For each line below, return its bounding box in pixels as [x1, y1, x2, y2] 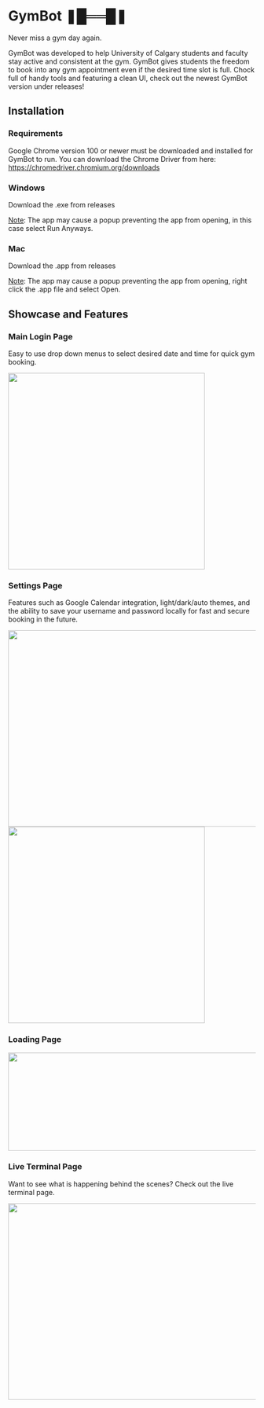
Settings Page [8, 580, 63, 591]
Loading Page [8, 1034, 62, 1045]
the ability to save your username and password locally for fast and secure [8, 607, 250, 616]
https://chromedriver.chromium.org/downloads [8, 163, 160, 172]
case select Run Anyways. [8, 223, 93, 233]
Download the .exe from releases [8, 200, 115, 209]
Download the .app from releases [8, 261, 116, 270]
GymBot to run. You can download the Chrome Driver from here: [8, 154, 216, 163]
